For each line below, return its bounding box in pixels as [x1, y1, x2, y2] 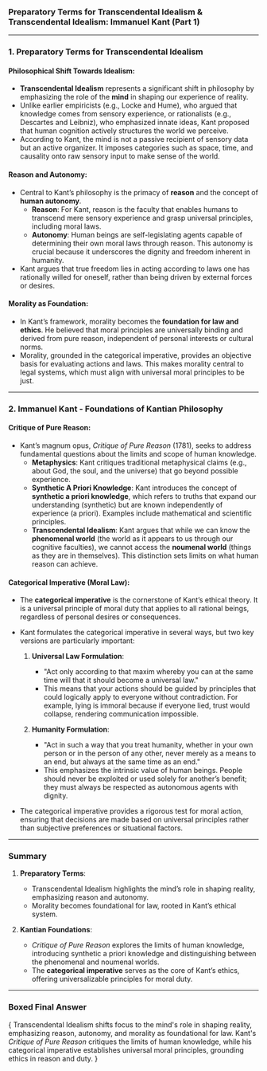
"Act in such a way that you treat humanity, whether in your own [43, 740, 253, 750]
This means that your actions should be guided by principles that [43, 684, 257, 693]
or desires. [19, 280, 56, 290]
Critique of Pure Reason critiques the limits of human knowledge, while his [8, 1037, 252, 1046]
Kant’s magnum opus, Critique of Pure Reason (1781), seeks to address [19, 441, 252, 450]
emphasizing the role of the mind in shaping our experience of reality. [19, 92, 249, 102]
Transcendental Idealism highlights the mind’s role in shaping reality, [31, 884, 256, 894]
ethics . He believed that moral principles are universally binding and [19, 325, 244, 335]
